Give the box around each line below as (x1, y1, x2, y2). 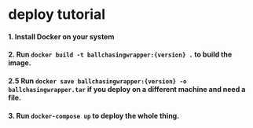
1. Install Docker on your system (8, 31, 115, 41)
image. (8, 58, 31, 68)
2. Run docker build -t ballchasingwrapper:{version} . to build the (8, 49, 233, 60)
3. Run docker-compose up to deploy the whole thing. (8, 111, 180, 120)
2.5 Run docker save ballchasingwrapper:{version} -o (8, 76, 187, 86)
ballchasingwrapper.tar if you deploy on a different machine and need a (8, 84, 246, 93)
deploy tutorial (8, 5, 106, 24)
